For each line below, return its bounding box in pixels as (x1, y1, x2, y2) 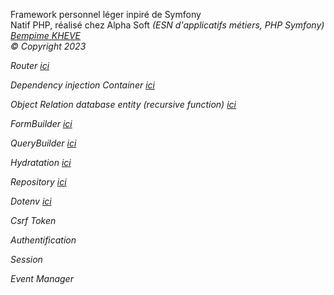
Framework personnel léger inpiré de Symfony (10, 9, 202, 20)
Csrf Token (10, 215, 57, 226)
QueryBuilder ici (10, 137, 77, 149)
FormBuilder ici (10, 118, 73, 129)
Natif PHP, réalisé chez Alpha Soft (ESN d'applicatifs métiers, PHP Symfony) (10, 19, 325, 31)
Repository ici (10, 176, 67, 188)
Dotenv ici (10, 195, 52, 207)
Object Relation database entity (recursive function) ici (10, 99, 237, 110)
